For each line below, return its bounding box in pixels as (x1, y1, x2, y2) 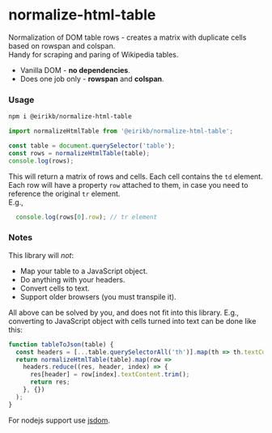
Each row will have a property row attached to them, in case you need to (8, 180, 249, 189)
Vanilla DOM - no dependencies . (19, 65, 131, 74)
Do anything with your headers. (19, 274, 125, 284)
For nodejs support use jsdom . (8, 415, 111, 425)
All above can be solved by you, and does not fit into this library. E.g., (8, 308, 240, 317)
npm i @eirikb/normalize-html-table (8, 112, 132, 121)
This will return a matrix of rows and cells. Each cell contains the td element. (8, 172, 263, 181)
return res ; (29, 378, 70, 386)
